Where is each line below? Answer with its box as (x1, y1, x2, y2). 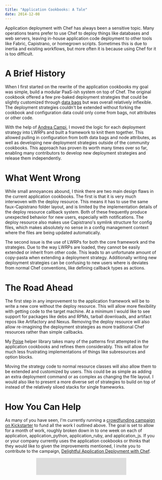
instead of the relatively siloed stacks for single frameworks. (5, 384, 125, 390)
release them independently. (5, 155, 62, 161)
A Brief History (5, 68, 66, 79)
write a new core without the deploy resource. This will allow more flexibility (5, 303, 156, 309)
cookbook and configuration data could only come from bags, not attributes (5, 110, 156, 116)
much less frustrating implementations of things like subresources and (5, 349, 146, 355)
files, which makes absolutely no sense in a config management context (5, 225, 149, 231)
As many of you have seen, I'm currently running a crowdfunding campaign (5, 417, 156, 423)
